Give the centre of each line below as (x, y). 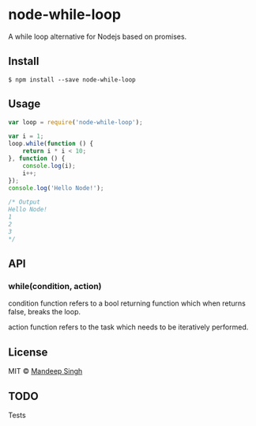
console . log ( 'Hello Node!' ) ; (56, 188)
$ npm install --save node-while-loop (72, 80)
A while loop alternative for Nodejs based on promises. (98, 36)
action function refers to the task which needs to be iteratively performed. (128, 327)
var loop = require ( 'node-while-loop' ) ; (76, 122)
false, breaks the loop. (45, 312)
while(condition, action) (55, 286)
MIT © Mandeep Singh (45, 371)
